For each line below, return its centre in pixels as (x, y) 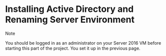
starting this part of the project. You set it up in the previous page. (73, 48)
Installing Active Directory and (69, 9)
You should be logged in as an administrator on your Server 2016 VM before (83, 43)
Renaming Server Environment (70, 20)
